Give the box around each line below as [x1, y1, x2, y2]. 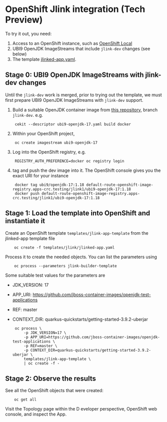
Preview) [5, 14, 43, 25]
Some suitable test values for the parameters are [5, 272, 106, 278]
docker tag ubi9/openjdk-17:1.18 [14, 182, 84, 187]
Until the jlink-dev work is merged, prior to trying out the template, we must [5, 91, 162, 98]
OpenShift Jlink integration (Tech [5, 3, 146, 15]
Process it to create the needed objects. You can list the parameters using [5, 254, 157, 260]
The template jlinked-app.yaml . [12, 56, 76, 62]
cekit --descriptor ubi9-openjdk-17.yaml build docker [14, 121, 131, 127]
